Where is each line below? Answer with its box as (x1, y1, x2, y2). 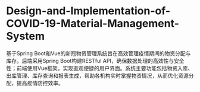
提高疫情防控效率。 (16, 79, 64, 87)
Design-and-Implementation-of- (6, 4, 171, 18)
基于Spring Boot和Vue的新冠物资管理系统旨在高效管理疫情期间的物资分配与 (6, 49, 191, 57)
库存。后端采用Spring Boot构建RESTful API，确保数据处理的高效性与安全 (6, 57, 185, 64)
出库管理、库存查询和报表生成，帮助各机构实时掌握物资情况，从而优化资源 (6, 72, 189, 79)
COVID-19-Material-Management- (6, 17, 180, 30)
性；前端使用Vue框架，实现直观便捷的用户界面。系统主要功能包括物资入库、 (6, 64, 193, 72)
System (6, 30, 45, 43)
